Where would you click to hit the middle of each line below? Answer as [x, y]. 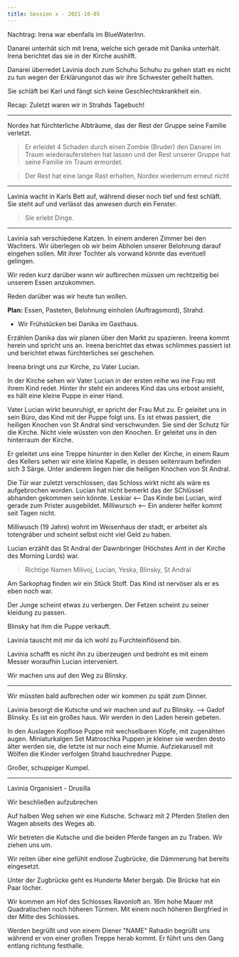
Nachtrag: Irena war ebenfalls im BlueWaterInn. [76, 34]
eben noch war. [30, 591]
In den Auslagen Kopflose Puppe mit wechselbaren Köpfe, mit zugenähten [116, 731]
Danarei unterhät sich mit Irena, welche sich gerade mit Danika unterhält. [114, 48]
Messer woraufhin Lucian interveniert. [63, 662]
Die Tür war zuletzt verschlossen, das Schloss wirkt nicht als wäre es [109, 482]
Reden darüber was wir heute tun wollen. [68, 296]
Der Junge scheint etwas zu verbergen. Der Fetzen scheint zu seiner [108, 604]
